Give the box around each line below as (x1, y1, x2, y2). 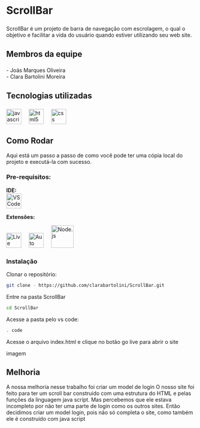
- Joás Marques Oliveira (6, 67, 66, 74)
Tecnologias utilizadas (6, 91, 92, 101)
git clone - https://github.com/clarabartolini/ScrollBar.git (6, 283, 165, 289)
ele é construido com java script (6, 415, 86, 422)
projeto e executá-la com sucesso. (6, 158, 92, 165)
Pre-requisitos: (6, 173, 51, 181)
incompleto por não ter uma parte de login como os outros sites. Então (6, 402, 181, 409)
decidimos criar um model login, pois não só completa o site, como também (6, 409, 193, 416)
